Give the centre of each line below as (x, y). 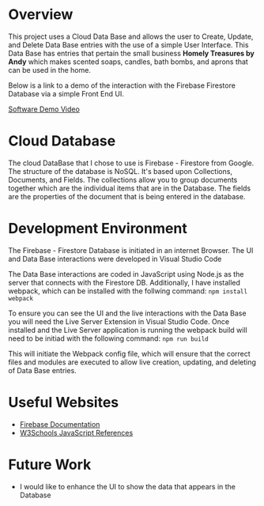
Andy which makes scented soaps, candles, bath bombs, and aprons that (128, 62)
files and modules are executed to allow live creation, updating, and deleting (132, 362)
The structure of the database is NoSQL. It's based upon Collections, (121, 171)
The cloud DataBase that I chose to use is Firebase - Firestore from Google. (131, 163)
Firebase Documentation (60, 424)
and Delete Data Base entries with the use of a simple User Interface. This (128, 44)
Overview (41, 15)
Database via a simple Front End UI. (66, 93)
